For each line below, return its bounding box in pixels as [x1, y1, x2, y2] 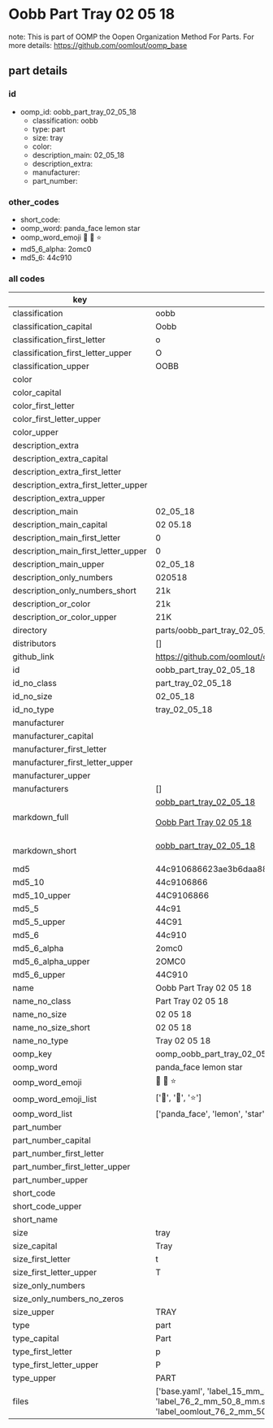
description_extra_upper [12, 493, 106, 504]
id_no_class [12, 678, 57, 689]
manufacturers [12, 783, 69, 795]
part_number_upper [12, 1174, 89, 1186]
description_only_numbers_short [12, 585, 136, 597]
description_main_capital [12, 519, 108, 531]
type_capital [12, 1333, 59, 1344]
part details [8, 64, 68, 78]
